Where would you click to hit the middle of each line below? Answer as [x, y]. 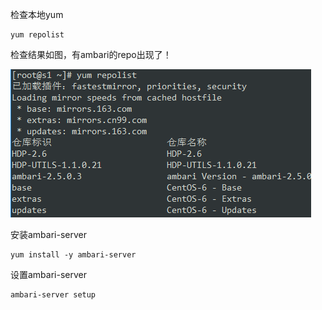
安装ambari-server [49, 234]
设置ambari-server [49, 274]
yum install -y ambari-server [73, 255]
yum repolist [37, 35]
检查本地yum [37, 14]
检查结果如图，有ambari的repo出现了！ [91, 54]
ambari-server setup [53, 295]
